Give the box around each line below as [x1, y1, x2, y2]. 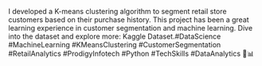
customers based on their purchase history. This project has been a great [8, 15, 249, 24]
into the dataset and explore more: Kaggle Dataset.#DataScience [8, 31, 221, 41]
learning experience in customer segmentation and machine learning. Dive [8, 24, 253, 32]
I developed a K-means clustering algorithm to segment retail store [8, 7, 227, 16]
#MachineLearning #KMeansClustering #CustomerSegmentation [8, 40, 221, 49]
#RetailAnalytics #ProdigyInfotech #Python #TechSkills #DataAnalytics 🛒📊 [8, 49, 255, 58]
